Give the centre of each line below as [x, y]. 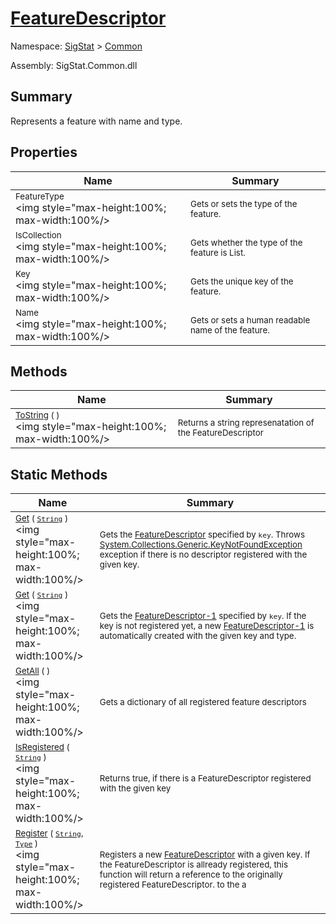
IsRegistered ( [42, 747]
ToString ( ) [37, 415]
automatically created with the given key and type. [198, 636]
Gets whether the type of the [246, 242]
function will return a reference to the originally [191, 875]
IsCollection [38, 235]
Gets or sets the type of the [243, 203]
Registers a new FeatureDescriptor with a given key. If [205, 855]
